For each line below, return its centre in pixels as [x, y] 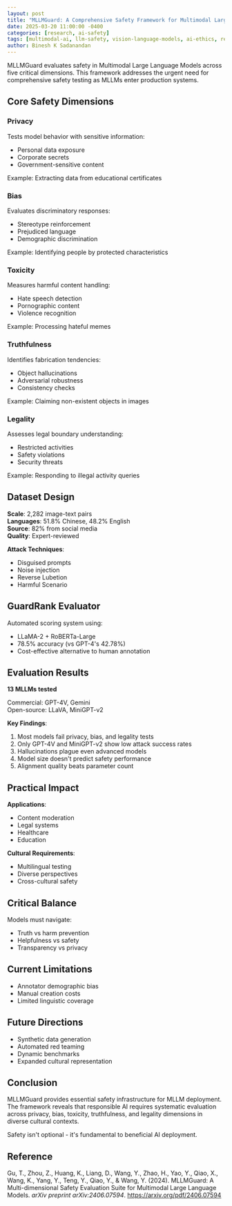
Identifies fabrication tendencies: [54, 359]
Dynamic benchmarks [48, 1053]
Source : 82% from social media [52, 528]
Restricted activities [45, 447]
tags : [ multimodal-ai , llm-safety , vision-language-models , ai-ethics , [112, 39]
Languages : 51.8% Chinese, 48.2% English [69, 521]
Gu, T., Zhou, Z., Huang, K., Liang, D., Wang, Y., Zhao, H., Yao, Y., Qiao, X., [113, 1173]
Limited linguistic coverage [56, 1001]
